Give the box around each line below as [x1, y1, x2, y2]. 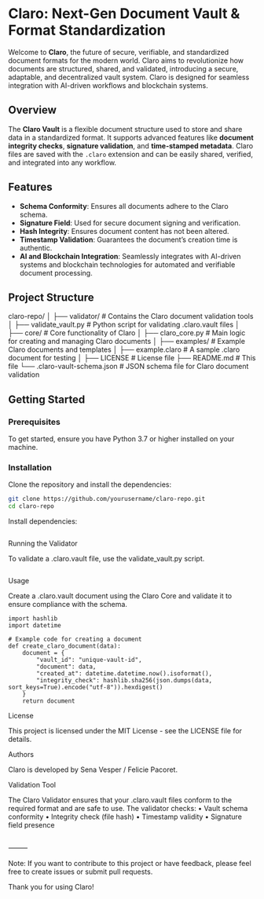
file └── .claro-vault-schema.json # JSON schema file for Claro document [8, 362, 249, 371]
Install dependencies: [8, 517, 78, 526]
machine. [8, 443, 38, 452]
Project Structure [8, 291, 94, 304]
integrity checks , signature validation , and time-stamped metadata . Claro [8, 141, 254, 150]
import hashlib [8, 615, 58, 623]
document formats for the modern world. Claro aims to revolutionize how [8, 56, 244, 65]
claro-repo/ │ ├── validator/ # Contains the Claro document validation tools [8, 312, 254, 321]
